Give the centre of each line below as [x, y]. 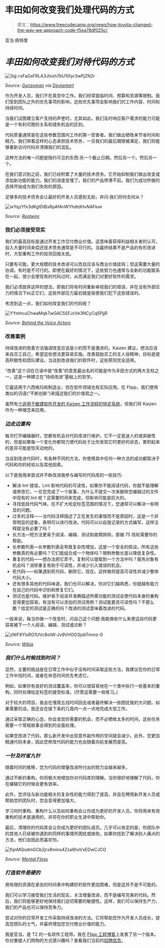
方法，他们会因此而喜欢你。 [33, 840]
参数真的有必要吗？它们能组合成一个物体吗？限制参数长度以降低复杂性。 [85, 553]
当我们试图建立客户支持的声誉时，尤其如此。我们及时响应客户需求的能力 [78, 118]
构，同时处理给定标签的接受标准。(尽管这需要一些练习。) [62, 692]
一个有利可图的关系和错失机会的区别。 [48, 124]
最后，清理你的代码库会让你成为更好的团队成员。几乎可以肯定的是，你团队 [80, 828]
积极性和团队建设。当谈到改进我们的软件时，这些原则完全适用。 [74, 360]
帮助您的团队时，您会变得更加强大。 [42, 801]
